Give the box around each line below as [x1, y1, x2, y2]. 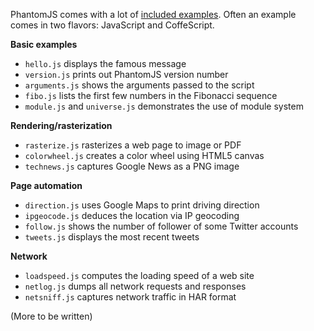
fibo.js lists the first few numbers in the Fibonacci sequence [24, 90, 278, 101]
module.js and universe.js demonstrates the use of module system [24, 100, 304, 112]
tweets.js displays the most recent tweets [24, 231, 200, 243]
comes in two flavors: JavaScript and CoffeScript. [10, 19, 215, 31]
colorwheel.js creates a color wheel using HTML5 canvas [24, 150, 265, 161]
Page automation [10, 180, 83, 191]
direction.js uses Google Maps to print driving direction [24, 199, 260, 211]
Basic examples [10, 39, 78, 50]
